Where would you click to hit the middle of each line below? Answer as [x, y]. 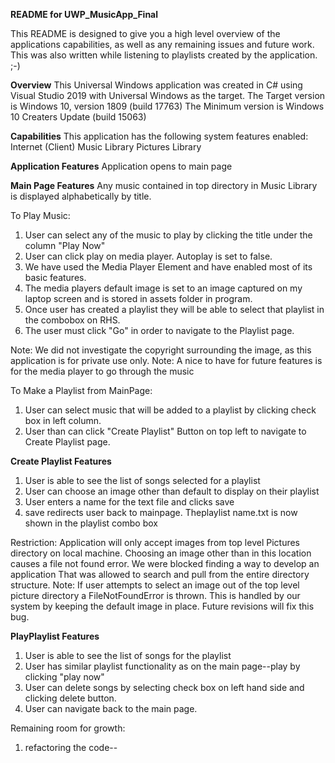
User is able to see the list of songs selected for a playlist [142, 480]
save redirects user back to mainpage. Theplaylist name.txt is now [161, 512]
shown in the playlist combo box [91, 523]
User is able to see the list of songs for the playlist [128, 655]
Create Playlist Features [61, 461]
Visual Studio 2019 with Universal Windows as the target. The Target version [168, 95]
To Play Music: [40, 215]
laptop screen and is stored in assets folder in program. [138, 298]
